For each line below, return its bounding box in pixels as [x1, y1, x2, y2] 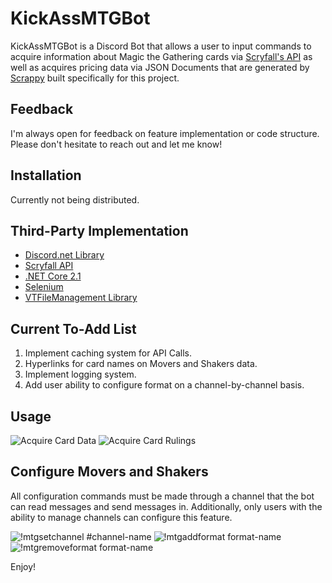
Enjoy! [10, 560, 37, 572]
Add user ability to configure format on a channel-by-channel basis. [24, 379, 305, 391]
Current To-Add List [10, 320, 137, 337]
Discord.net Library [24, 249, 105, 261]
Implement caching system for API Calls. [24, 347, 193, 359]
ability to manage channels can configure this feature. [10, 511, 233, 523]
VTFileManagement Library [24, 292, 138, 304]
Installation [10, 167, 82, 184]
